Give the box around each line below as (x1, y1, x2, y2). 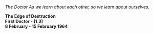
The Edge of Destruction (5, 13, 56, 19)
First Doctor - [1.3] (5, 19, 43, 24)
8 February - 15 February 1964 (5, 23, 68, 29)
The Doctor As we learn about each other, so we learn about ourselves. (5, 4, 150, 10)
